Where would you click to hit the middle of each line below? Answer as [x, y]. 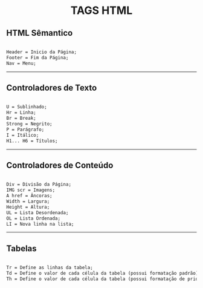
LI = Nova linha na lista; [40, 224]
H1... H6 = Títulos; [32, 141]
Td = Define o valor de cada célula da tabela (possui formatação [92, 273]
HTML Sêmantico [40, 33]
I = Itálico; [23, 135]
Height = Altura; [28, 207]
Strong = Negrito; [29, 124]
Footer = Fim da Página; [37, 57]
